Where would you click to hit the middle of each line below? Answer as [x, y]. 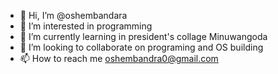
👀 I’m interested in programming [86, 26]
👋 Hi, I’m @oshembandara [73, 15]
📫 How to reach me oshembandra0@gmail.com [119, 58]
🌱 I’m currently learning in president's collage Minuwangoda [143, 36]
